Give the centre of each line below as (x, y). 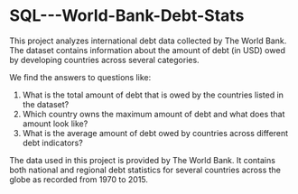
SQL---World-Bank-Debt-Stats (127, 16)
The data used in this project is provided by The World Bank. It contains (142, 160)
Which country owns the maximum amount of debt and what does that (154, 114)
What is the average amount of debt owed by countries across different (155, 133)
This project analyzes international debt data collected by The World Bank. (148, 41)
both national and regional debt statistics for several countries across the (145, 170)
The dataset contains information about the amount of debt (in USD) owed (148, 50)
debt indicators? (52, 143)
